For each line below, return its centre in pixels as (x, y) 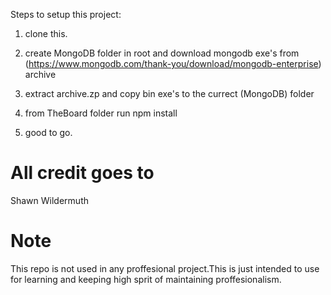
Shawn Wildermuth (49, 200)
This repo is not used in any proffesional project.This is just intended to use (165, 268)
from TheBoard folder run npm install (101, 113)
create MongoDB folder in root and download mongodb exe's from (162, 53)
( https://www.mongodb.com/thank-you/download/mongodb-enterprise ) (173, 63)
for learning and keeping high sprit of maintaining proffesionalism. (146, 279)
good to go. (48, 132)
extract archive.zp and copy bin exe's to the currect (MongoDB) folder (169, 93)
